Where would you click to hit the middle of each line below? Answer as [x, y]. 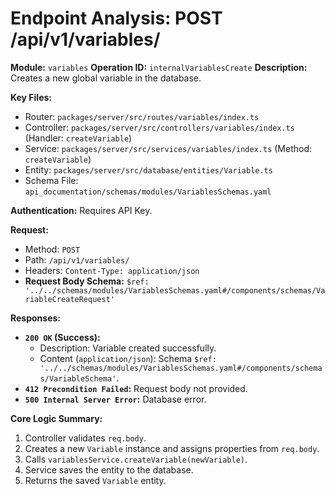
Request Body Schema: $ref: [87, 281]
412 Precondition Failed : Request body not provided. [136, 388]
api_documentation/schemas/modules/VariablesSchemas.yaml [148, 192]
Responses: [36, 318]
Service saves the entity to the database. [109, 469]
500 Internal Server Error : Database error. [115, 399]
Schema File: [51, 180]
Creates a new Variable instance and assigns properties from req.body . [172, 448]
